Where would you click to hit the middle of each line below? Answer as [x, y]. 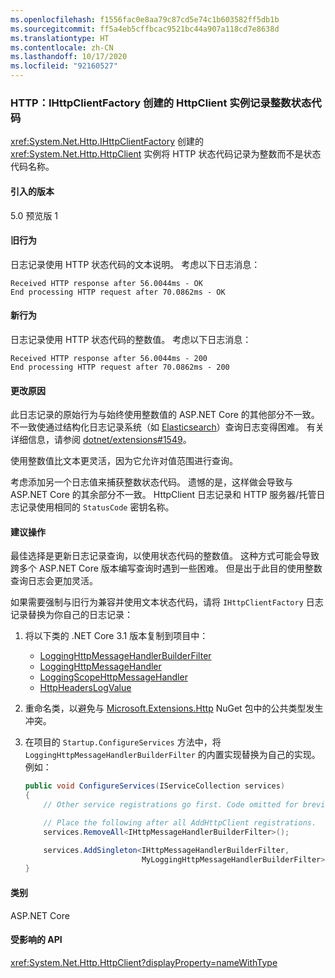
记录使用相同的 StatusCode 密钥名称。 [96, 507]
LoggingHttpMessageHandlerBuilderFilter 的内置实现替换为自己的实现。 [172, 755]
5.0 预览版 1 [34, 215]
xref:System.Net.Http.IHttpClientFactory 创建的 [107, 142]
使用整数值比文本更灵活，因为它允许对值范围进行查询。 [124, 461]
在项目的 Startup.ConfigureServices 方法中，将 [123, 742]
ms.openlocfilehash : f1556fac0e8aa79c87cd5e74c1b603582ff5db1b [145, 19]
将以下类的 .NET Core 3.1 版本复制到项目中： [116, 636]
